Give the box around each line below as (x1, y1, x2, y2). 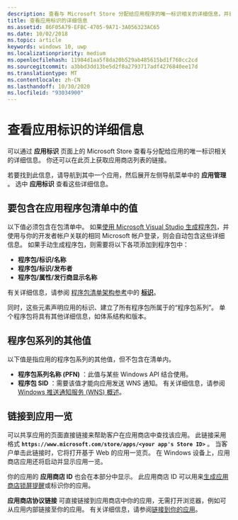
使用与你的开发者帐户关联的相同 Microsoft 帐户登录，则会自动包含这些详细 (7, 231, 225, 239)
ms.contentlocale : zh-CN (7, 76, 81, 84)
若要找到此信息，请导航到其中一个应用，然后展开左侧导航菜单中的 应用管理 (7, 171, 227, 179)
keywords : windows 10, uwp (7, 43, 87, 50)
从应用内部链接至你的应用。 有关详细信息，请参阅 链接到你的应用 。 (7, 504, 202, 514)
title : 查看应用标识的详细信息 (7, 17, 88, 24)
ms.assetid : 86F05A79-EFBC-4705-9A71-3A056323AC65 (7, 23, 160, 30)
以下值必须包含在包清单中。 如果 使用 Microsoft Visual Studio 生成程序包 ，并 (7, 222, 229, 231)
